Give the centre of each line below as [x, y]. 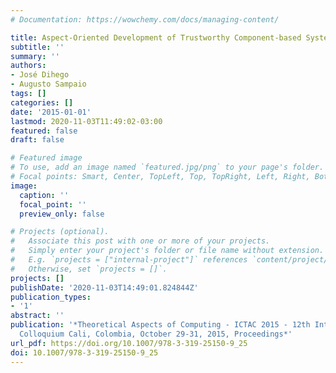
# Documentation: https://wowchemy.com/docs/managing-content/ [145, 19]
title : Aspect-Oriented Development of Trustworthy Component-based [156, 37]
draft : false [37, 140]
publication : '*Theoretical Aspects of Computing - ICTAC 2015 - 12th [160, 325]
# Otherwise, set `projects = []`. [89, 269]
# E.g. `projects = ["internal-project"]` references [129, 260]
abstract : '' [37, 316]
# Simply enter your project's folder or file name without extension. [167, 251]
